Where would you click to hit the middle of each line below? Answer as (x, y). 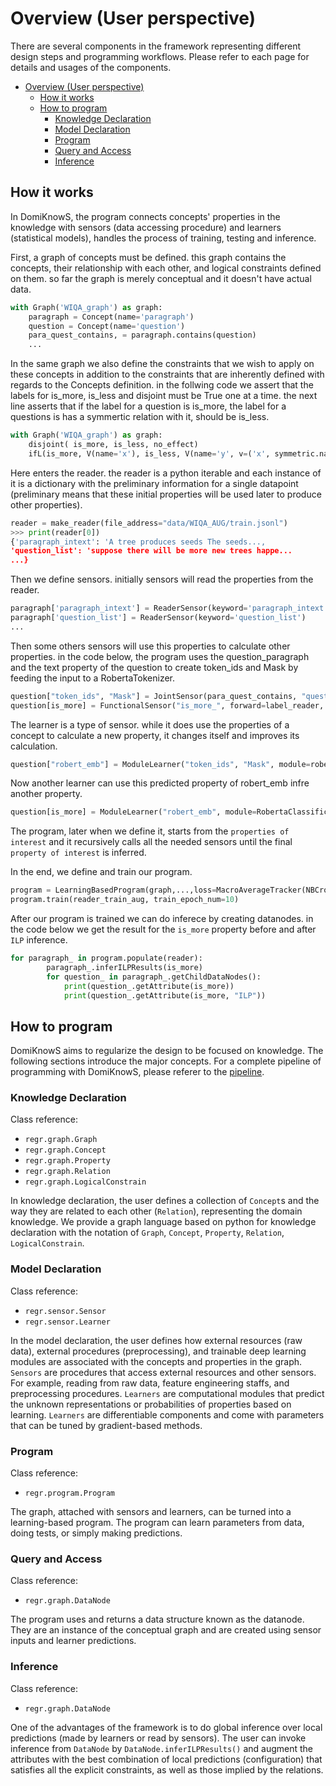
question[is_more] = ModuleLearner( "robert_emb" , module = (133, 812)
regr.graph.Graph (61, 1140)
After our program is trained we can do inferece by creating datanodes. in (162, 918)
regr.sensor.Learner (67, 1322)
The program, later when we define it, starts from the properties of (150, 831)
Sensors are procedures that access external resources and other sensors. (163, 1372)
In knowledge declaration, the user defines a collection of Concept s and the (165, 1201)
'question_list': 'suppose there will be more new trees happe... (151, 551)
